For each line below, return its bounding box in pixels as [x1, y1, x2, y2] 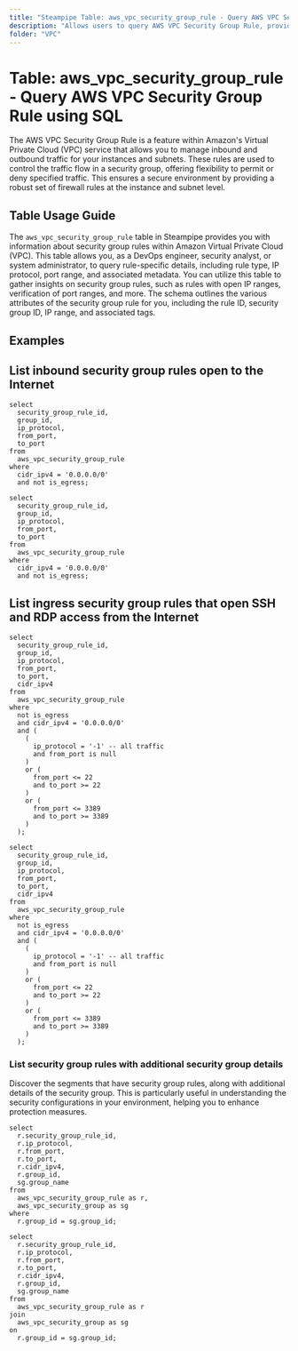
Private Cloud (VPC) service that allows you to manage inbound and [9, 144, 258, 156]
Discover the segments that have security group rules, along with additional [9, 1078, 286, 1089]
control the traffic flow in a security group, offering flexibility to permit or [9, 164, 274, 174]
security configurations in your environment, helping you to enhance [9, 1097, 260, 1107]
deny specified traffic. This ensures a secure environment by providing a [9, 172, 275, 183]
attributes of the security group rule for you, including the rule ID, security [9, 298, 279, 308]
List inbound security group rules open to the [9, 363, 264, 378]
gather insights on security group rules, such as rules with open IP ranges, [9, 279, 281, 290]
